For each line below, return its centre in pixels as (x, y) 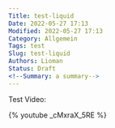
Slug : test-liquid (39, 53)
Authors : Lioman (36, 62)
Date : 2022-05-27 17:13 (49, 23)
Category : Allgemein (43, 38)
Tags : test (27, 46)
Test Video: (28, 99)
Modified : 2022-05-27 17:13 (56, 31)
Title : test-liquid (41, 16)
